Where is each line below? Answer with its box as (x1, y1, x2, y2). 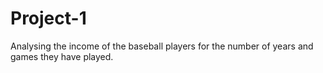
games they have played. (10, 50, 114, 62)
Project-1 (10, 7, 87, 30)
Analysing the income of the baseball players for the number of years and (10, 40, 314, 52)
